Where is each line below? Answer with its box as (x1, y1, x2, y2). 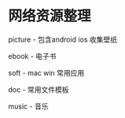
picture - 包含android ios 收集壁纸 (8, 35, 118, 44)
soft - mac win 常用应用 (8, 68, 85, 77)
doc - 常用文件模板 (8, 84, 69, 94)
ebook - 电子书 (8, 51, 57, 61)
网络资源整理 (8, 7, 92, 25)
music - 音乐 (8, 101, 49, 111)
